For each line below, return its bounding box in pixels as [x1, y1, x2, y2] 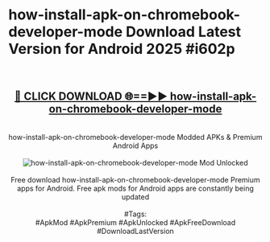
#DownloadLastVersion [96, 226, 175, 236]
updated [121, 191, 150, 202]
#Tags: [123, 209, 147, 219]
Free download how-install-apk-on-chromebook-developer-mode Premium [10, 174, 260, 184]
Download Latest [126, 23, 242, 41]
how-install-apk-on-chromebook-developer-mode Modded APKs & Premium [8, 132, 263, 142]
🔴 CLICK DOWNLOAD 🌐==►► [14, 90, 168, 104]
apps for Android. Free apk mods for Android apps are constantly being [17, 183, 254, 193]
